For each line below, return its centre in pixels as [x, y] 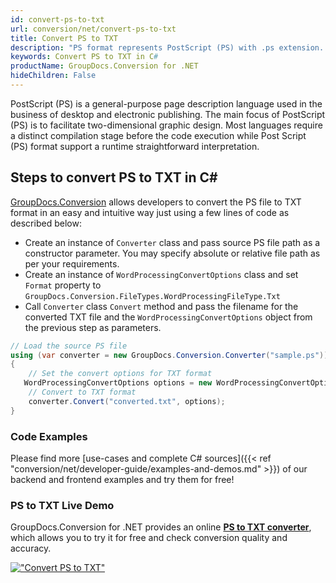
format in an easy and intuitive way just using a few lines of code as [150, 212]
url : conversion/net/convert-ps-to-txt [93, 29]
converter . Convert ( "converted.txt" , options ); [127, 401]
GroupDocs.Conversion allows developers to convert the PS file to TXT [156, 202]
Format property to [63, 285]
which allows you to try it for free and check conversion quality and [149, 538]
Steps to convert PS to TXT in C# [114, 177]
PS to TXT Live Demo [62, 505]
